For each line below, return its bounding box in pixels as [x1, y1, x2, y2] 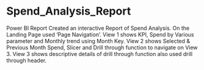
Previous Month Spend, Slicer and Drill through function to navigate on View [6, 44, 198, 51]
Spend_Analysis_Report [6, 4, 131, 18]
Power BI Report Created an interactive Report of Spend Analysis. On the [6, 24, 190, 32]
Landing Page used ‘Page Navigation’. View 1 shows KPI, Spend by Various [6, 30, 194, 38]
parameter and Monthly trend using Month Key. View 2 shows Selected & [6, 37, 191, 44]
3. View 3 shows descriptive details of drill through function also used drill [6, 50, 193, 57]
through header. [6, 57, 47, 64]
